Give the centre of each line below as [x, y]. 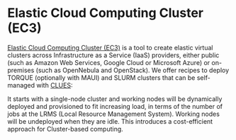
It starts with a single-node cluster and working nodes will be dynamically [115, 99]
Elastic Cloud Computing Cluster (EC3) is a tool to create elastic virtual [110, 47]
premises [21, 70]
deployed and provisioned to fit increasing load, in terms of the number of [115, 106]
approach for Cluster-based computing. [66, 129]
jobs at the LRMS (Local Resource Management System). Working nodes [113, 114]
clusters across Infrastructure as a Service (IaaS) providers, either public [113, 55]
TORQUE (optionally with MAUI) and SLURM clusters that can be [101, 77]
